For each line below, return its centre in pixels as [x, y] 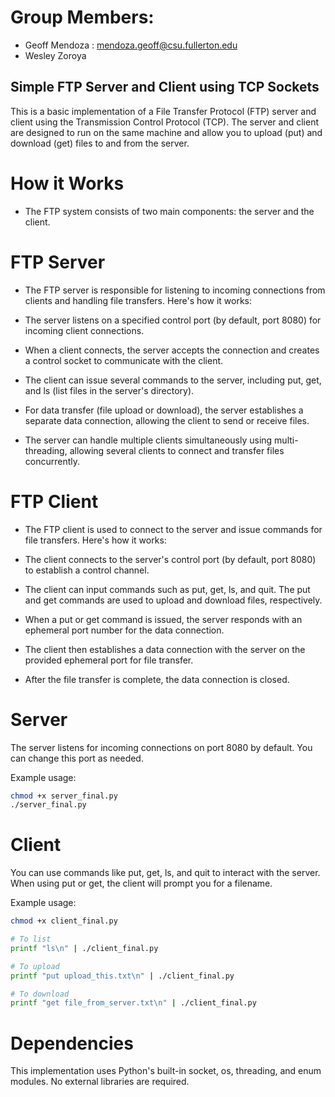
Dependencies [72, 1043]
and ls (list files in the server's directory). [109, 390]
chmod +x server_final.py [64, 796]
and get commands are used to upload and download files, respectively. [173, 600]
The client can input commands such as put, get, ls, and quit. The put [167, 589]
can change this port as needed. [77, 758]
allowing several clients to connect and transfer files [177, 450]
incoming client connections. [84, 330]
